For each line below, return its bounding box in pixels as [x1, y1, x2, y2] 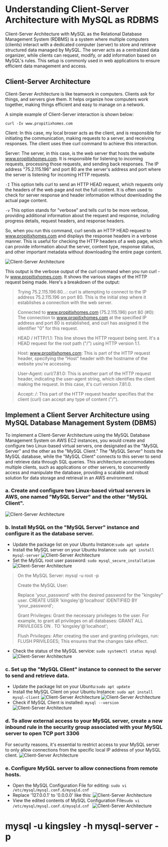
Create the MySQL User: [17, 582, 69, 589]
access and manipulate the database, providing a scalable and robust [5, 469, 149, 476]
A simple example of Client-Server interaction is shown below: [5, 111, 134, 117]
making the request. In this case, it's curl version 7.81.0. [17, 381, 132, 387]
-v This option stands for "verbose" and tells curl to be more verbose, [5, 207, 149, 213]
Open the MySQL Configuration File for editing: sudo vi [12, 783, 127, 789]
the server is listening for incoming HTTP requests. [5, 171, 110, 177]
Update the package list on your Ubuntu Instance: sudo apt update [12, 541, 149, 547]
